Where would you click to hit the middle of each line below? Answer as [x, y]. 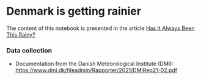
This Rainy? [21, 34]
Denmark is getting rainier [74, 11]
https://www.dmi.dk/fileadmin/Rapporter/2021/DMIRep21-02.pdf [96, 70]
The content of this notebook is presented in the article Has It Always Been [100, 28]
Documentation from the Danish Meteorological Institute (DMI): [94, 64]
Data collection [29, 50]
